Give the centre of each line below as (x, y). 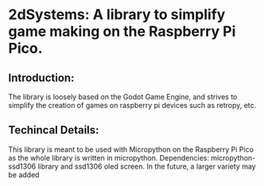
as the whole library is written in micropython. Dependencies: (109, 157)
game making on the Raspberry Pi (122, 31)
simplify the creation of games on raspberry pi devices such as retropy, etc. (132, 105)
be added (24, 174)
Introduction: (41, 77)
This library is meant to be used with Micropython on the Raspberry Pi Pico (131, 149)
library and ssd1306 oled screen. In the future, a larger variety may (147, 166)
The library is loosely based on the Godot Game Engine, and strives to (123, 97)
